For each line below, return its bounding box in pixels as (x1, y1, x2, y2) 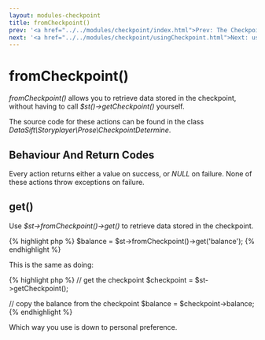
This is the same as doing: (9, 260, 94, 269)
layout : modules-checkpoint (9, 11, 101, 20)
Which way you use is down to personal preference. (9, 322, 178, 331)
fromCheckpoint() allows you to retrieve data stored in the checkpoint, (9, 94, 237, 103)
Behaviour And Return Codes (9, 148, 155, 161)
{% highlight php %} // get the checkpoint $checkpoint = (9, 275, 193, 284)
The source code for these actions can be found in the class (9, 117, 204, 127)
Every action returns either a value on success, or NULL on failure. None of (9, 169, 252, 178)
